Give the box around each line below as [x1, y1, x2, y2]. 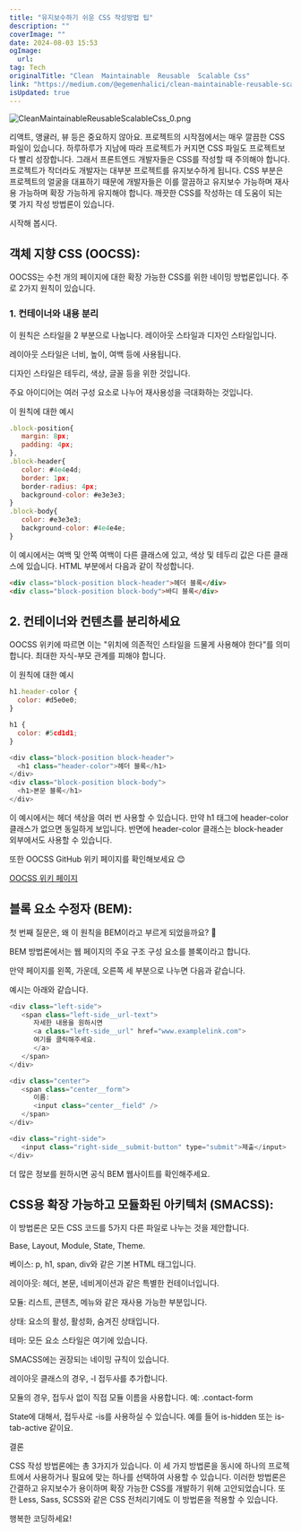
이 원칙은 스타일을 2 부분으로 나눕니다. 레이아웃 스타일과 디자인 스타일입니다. [9, 329, 278, 341]
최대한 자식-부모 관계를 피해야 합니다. [35, 651, 166, 662]
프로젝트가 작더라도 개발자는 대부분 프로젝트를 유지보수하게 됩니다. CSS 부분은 [9, 165, 284, 176]
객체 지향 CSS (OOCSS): [9, 246, 141, 261]
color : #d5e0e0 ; [17, 696, 78, 705]
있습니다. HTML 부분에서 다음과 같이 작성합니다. [25, 560, 194, 571]
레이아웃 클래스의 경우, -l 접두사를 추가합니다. [9, 1373, 168, 1384]
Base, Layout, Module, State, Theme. [9, 1241, 146, 1251]
